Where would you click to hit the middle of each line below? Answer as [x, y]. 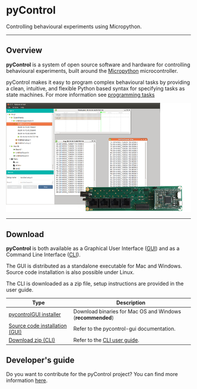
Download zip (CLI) [32, 340]
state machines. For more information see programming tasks [81, 94]
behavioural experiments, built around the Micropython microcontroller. [92, 70]
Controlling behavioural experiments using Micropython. [74, 26]
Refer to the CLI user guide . [106, 340]
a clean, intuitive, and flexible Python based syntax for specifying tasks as [96, 88]
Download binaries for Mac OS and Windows [127, 311]
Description [131, 303]
